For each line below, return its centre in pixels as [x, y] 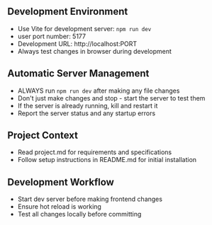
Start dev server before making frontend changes [90, 199]
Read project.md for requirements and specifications [95, 152]
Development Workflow [61, 182]
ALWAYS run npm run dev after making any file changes [99, 91]
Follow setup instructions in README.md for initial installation [107, 160]
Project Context [43, 135]
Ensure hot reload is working [59, 207]
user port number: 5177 [52, 36]
